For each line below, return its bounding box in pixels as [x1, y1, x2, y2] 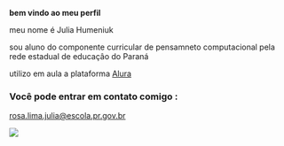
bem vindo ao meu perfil [9, 8, 101, 18]
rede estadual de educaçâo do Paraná [9, 51, 149, 61]
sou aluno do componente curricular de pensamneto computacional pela [9, 42, 275, 52]
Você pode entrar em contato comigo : [9, 90, 178, 103]
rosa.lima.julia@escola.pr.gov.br [9, 111, 126, 121]
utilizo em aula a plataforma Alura [9, 68, 131, 79]
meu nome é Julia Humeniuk [9, 25, 114, 35]
